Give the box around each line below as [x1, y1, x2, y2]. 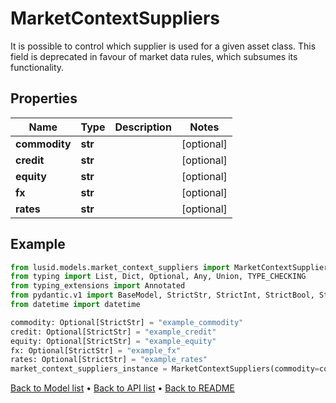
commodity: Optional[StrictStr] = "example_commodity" [10, 317, 244, 327]
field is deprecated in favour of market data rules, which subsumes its [10, 50, 298, 62]
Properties [10, 90, 78, 107]
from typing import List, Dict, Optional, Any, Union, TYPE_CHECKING [10, 272, 307, 282]
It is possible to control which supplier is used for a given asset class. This [10, 40, 317, 52]
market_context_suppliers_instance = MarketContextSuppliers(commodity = [10, 364, 320, 374]
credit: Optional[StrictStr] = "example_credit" [10, 327, 217, 337]
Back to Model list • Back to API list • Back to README [10, 382, 235, 394]
